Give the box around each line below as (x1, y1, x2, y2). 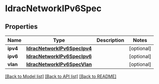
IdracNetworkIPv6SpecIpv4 (26, 45, 92, 52)
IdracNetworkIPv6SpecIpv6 (26, 53, 92, 60)
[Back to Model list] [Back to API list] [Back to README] (5, 74, 117, 79)
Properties (5, 22, 38, 31)
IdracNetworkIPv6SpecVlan (26, 61, 92, 67)
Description (96, 37, 124, 43)
